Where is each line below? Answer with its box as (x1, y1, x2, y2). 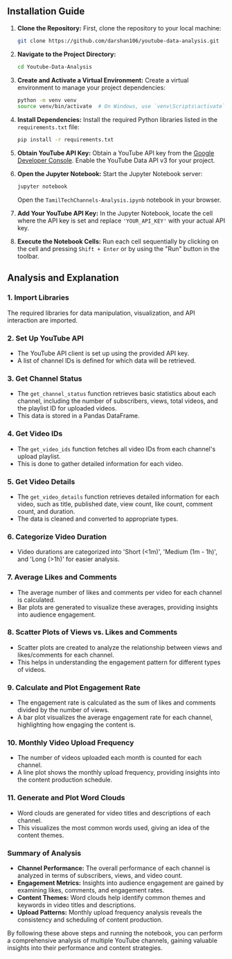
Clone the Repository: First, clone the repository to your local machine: (17, 24, 222, 32)
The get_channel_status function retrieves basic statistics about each (17, 390, 216, 398)
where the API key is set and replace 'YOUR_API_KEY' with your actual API (17, 216, 226, 225)
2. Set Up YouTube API (7, 333, 84, 343)
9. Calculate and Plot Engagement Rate (7, 682, 141, 692)
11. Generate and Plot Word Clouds (7, 793, 125, 803)
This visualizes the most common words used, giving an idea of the (17, 823, 210, 831)
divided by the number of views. (17, 706, 109, 714)
